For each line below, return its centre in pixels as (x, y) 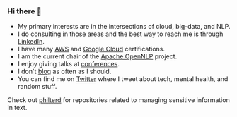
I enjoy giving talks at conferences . (69, 64)
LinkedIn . (31, 42)
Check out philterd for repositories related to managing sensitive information (118, 100)
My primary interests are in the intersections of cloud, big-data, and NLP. (124, 27)
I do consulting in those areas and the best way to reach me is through (120, 34)
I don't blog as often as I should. (64, 72)
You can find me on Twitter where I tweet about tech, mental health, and (123, 79)
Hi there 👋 (25, 11)
